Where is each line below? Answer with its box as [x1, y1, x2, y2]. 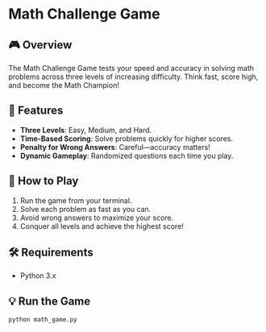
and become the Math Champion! [8, 81, 119, 89]
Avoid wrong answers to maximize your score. [19, 213, 174, 222]
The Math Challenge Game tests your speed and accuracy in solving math [8, 64, 255, 73]
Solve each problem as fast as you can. [19, 204, 152, 214]
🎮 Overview [8, 38, 73, 52]
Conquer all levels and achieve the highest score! [19, 221, 184, 230]
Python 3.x [19, 271, 56, 280]
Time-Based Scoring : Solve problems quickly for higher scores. [19, 134, 234, 143]
